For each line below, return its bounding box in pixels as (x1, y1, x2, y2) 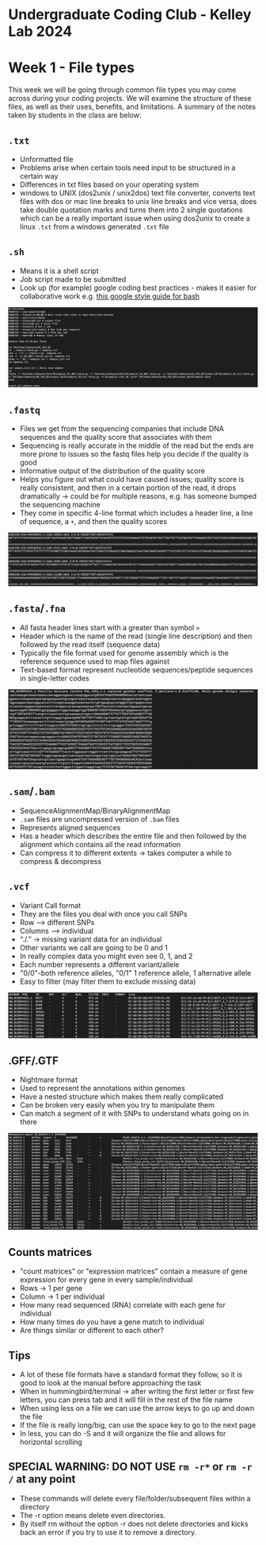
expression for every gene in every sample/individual (19, 1275, 193, 1285)
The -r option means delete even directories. (19, 1510, 166, 1520)
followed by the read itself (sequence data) (19, 639, 161, 649)
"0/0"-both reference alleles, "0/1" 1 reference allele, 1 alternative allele (19, 968, 252, 977)
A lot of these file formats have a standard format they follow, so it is (19, 1370, 243, 1379)
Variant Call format (19, 900, 82, 910)
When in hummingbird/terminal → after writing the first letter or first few (19, 1387, 254, 1397)
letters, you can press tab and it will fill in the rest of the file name (19, 1395, 234, 1404)
